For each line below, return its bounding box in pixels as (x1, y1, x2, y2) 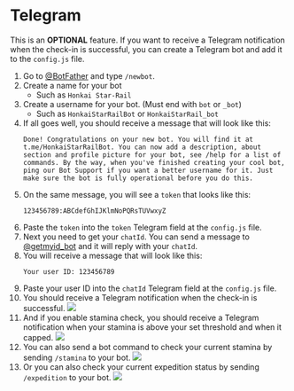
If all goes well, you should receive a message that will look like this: (22, 117, 271, 129)
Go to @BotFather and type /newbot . (22, 70, 156, 81)
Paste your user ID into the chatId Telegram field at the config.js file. (22, 283, 277, 293)
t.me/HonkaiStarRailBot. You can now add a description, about (22, 143, 262, 152)
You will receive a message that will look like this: (22, 250, 203, 261)
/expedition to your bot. (22, 371, 112, 382)
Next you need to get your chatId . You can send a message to (22, 231, 251, 242)
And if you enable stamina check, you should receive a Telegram (22, 312, 259, 323)
